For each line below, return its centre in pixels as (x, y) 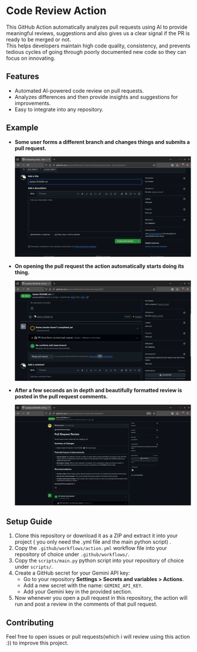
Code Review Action (56, 11)
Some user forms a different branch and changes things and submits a (102, 142)
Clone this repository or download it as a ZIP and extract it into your (96, 536)
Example (22, 128)
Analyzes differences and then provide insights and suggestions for (96, 97)
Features (23, 76)
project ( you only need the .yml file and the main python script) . (93, 542)
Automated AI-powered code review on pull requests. (79, 91)
